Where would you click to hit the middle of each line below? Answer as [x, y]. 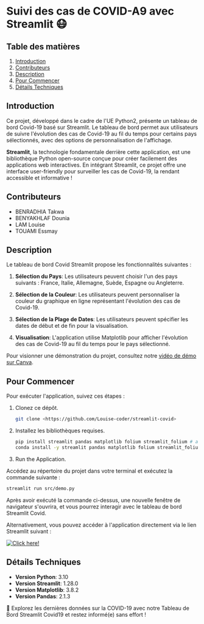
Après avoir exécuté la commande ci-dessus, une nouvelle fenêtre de [93, 500]
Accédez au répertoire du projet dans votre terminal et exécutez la [90, 471]
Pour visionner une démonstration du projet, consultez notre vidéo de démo [101, 356]
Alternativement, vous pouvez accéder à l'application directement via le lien [101, 525]
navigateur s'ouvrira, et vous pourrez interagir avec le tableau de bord [94, 507]
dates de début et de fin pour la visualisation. [72, 326]
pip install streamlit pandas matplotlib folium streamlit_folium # [104, 442]
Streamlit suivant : [29, 531]
